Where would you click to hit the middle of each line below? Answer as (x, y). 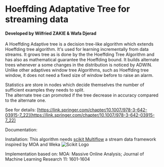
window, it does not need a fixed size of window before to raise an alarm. (79, 75)
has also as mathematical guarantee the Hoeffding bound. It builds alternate (82, 60)
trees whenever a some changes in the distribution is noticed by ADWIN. (79, 65)
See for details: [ (22, 110)
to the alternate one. (26, 100)
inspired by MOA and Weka (33, 144)
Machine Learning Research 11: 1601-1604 (48, 159)
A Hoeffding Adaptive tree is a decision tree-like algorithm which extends (79, 44)
